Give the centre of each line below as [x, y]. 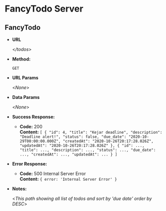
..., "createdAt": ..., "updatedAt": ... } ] [68, 154]
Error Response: [30, 164]
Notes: [19, 189]
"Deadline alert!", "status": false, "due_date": [73, 137]
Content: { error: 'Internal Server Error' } [68, 179]
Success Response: [33, 117]
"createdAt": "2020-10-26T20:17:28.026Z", [108, 141]
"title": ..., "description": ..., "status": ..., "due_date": [88, 150]
